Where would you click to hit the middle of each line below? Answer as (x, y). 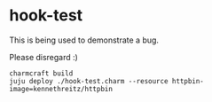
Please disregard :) (43, 57)
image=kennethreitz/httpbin (61, 89)
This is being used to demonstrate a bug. (84, 40)
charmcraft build (41, 73)
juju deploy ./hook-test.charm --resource (89, 81)
